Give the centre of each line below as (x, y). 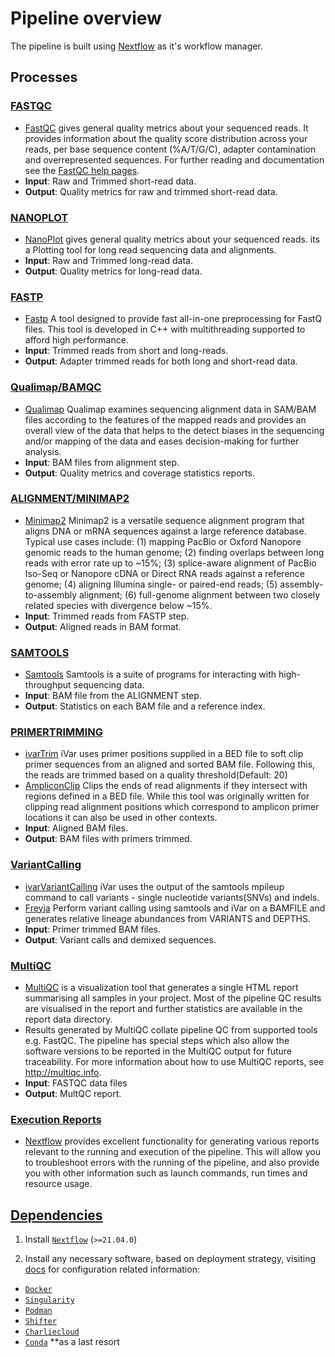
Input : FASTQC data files (76, 1083)
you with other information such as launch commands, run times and (166, 1173)
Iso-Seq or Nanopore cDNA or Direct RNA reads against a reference (164, 573)
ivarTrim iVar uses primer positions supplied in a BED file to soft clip (164, 754)
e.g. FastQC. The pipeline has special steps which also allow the (157, 1040)
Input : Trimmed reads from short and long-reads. (126, 351)
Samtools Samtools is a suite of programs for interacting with (150, 674)
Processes (44, 77)
